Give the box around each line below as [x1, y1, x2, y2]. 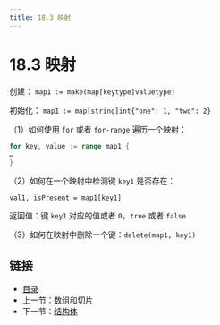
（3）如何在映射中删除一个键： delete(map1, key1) [9, 229, 197, 240]
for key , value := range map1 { [9, 141, 130, 150]
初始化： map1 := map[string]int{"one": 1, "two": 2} [9, 105, 212, 115]
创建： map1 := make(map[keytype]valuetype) [9, 86, 176, 97]
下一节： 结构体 [21, 306, 78, 316]
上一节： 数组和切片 [21, 295, 94, 305]
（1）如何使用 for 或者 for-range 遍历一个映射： [9, 124, 188, 134]
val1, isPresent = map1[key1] [9, 193, 123, 202]
